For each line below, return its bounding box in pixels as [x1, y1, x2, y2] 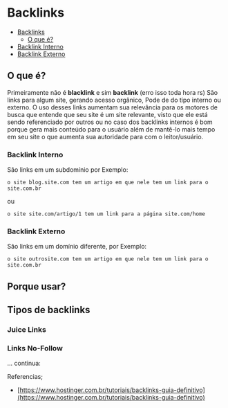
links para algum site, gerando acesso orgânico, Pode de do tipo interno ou [7, 96, 221, 104]
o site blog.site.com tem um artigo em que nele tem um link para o [7, 179, 209, 186]
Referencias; [7, 373, 44, 381]
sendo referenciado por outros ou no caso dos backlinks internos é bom [7, 118, 213, 126]
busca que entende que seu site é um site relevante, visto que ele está [7, 110, 209, 118]
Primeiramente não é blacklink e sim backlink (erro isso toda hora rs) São [7, 88, 218, 96]
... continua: [7, 359, 41, 368]
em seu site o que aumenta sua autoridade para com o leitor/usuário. [7, 132, 204, 141]
